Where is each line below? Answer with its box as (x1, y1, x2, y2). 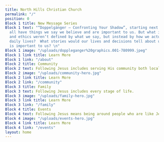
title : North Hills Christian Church (5, 7, 82, 12)
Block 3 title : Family (5, 84, 51, 89)
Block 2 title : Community (5, 61, 58, 66)
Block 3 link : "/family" (5, 102, 56, 107)
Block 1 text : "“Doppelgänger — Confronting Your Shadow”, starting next (5, 25, 159, 30)
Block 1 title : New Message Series (5, 20, 78, 26)
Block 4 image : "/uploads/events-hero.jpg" (5, 116, 95, 121)
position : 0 (5, 16, 29, 21)
